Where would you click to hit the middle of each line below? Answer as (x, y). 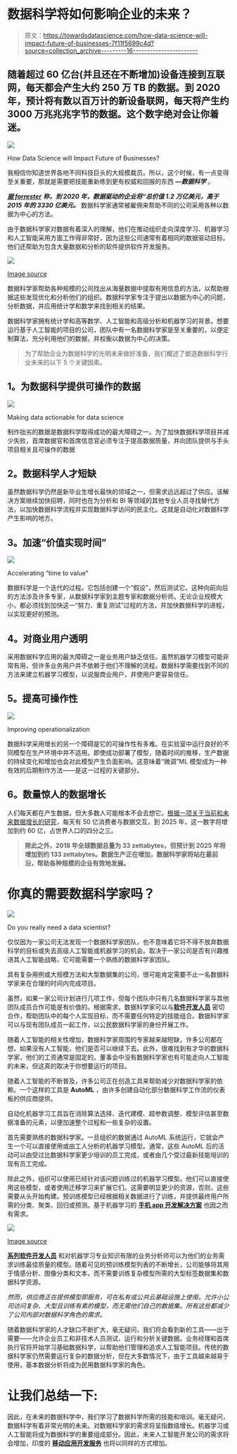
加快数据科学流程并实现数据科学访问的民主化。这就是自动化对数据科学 (127, 509)
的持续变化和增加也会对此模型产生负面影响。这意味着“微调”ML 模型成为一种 (117, 761)
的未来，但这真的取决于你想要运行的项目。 (69, 1066)
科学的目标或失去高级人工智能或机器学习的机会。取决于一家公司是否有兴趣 (115, 951)
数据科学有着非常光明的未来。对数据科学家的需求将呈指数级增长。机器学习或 (118, 1425)
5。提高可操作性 (43, 699)
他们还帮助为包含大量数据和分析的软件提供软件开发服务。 (90, 246)
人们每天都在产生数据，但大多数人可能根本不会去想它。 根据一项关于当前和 (115, 813)
